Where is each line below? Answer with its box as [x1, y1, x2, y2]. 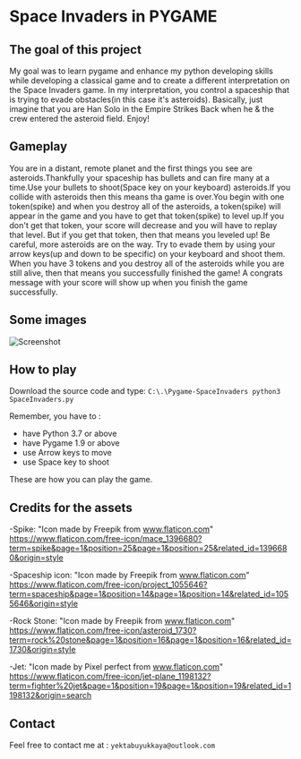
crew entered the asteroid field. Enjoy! [9, 114, 150, 124]
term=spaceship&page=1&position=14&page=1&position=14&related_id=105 [9, 589, 289, 600]
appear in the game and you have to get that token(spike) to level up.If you [9, 210, 285, 221]
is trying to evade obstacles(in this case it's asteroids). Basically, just [9, 94, 263, 105]
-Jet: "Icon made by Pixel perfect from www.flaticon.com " [9, 661, 224, 672]
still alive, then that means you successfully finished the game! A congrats [9, 267, 284, 278]
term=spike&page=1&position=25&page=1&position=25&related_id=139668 [9, 543, 288, 554]
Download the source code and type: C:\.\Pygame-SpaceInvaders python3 [9, 386, 280, 397]
